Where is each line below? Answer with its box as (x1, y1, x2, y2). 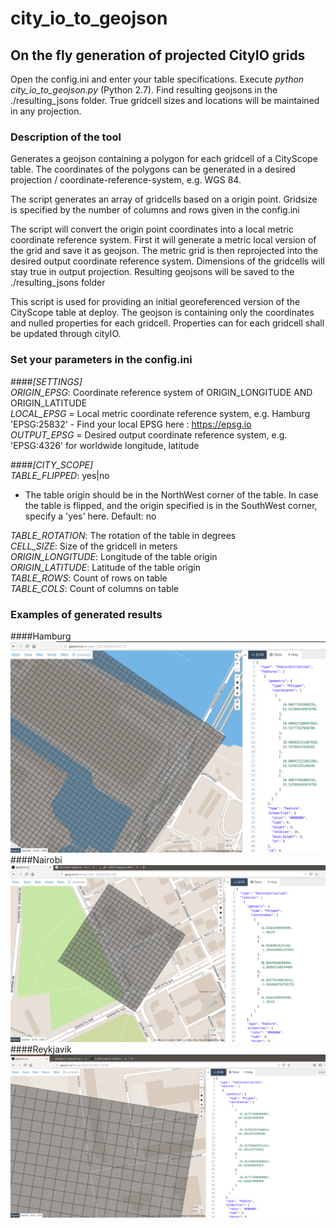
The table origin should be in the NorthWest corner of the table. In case (24, 488, 319, 501)
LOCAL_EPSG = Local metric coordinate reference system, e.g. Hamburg (10, 407, 311, 419)
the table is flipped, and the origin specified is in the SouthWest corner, (24, 499, 318, 511)
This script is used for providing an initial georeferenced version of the (10, 296, 301, 308)
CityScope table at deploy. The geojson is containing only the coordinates (10, 307, 315, 319)
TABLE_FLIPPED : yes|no (10, 469, 110, 481)
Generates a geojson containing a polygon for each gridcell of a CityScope (10, 153, 318, 165)
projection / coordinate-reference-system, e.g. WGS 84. (10, 174, 242, 186)
